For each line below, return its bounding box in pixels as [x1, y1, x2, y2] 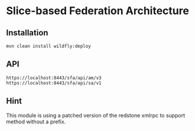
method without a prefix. [6, 118, 66, 125]
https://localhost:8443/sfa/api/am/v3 [6, 75, 102, 81]
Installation [6, 28, 48, 38]
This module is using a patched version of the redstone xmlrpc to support [6, 112, 185, 119]
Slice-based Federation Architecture [6, 4, 189, 18]
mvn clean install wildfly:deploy [6, 43, 92, 49]
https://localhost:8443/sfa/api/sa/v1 [6, 80, 102, 86]
